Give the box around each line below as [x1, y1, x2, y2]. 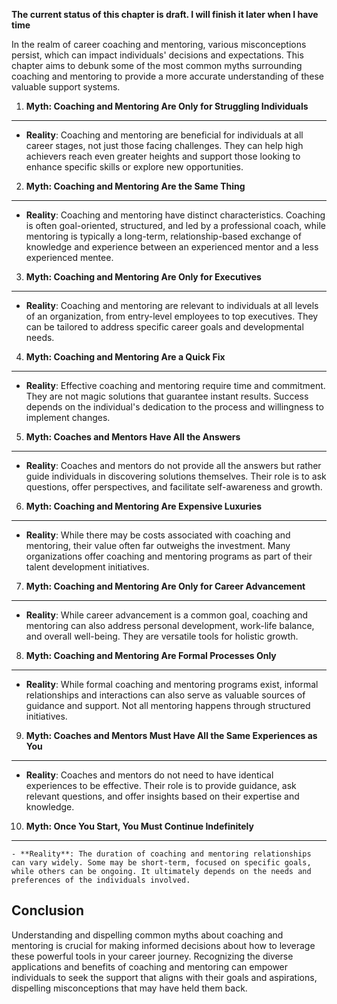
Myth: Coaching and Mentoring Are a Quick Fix [25, 351, 226, 363]
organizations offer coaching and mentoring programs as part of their [25, 550, 313, 562]
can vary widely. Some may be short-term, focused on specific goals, [11, 858, 312, 868]
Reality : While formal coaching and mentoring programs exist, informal [25, 679, 319, 690]
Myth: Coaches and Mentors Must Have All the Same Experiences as [25, 730, 318, 741]
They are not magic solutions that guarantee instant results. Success [25, 390, 309, 402]
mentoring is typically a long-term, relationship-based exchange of [25, 230, 302, 242]
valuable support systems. [11, 81, 121, 93]
